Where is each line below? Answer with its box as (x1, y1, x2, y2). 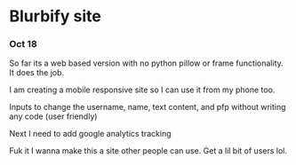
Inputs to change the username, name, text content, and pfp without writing (9, 102, 286, 113)
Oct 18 (9, 38, 37, 51)
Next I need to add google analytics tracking (9, 129, 172, 139)
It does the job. (9, 67, 65, 78)
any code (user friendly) (9, 111, 98, 122)
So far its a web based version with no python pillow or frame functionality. (9, 58, 284, 68)
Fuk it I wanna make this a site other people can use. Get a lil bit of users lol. (9, 145, 287, 156)
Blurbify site (9, 6, 102, 27)
